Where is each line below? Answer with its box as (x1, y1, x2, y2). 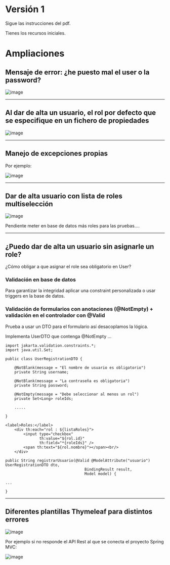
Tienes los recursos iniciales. (5, 30, 66, 36)
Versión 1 (5, 4, 45, 15)
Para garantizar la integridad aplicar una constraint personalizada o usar (5, 288, 156, 294)
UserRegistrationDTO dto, (5, 462, 60, 467)
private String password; (14, 383, 69, 388)
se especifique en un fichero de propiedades (5, 116, 149, 125)
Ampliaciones (5, 48, 65, 59)
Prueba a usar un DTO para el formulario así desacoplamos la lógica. (5, 323, 148, 329)
